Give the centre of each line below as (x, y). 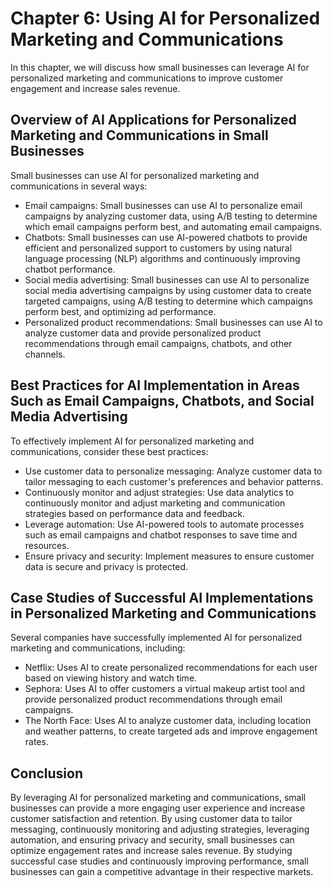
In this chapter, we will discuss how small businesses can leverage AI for (160, 67)
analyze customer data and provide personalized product (143, 333)
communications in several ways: (79, 186)
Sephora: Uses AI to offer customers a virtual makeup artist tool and (164, 689)
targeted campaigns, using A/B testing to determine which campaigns (168, 301)
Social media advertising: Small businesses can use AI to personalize (167, 279)
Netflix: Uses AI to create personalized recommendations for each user (171, 668)
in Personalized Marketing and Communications (163, 613)
